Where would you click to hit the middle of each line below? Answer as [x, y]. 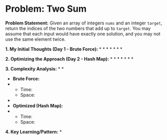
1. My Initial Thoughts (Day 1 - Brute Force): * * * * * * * [64, 49]
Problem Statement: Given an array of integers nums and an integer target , [84, 23]
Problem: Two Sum [46, 9]
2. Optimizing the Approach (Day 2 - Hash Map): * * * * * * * [69, 59]
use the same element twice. [36, 39]
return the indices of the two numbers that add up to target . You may [78, 28]
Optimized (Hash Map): [38, 105]
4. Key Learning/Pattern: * [34, 132]
